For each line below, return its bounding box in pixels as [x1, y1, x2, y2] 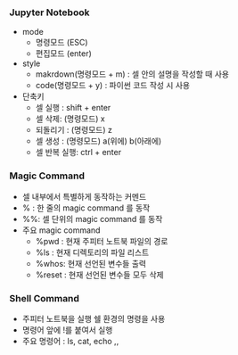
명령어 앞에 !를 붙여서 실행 [21, 324, 113, 335]
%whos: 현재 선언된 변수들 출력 [35, 258, 147, 268]
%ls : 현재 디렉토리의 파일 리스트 [35, 247, 150, 258]
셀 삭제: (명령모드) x [35, 113, 105, 124]
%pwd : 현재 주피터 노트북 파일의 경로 [35, 235, 168, 246]
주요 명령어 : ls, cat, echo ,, [21, 335, 119, 346]
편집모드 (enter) [35, 48, 92, 59]
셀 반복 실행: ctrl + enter [35, 147, 122, 158]
